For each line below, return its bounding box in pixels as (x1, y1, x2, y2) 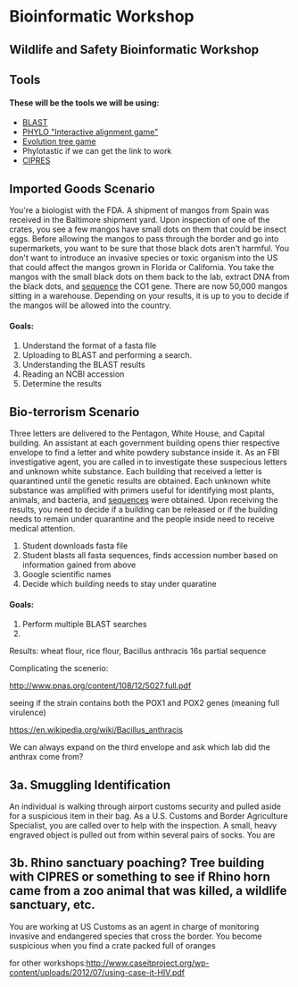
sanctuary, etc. (9, 898, 95, 913)
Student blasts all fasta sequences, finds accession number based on (21, 550, 278, 560)
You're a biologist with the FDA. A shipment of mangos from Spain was (9, 204, 269, 216)
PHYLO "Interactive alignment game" (21, 127, 159, 138)
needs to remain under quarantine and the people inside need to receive (9, 514, 275, 524)
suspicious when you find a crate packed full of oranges (9, 940, 216, 950)
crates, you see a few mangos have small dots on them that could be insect (9, 224, 287, 234)
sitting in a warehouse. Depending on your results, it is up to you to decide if (9, 290, 290, 301)
